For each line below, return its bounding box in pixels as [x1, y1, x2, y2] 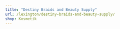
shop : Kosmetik [5, 16, 37, 21]
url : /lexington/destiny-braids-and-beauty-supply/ [5, 12, 115, 17]
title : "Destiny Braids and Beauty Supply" [5, 7, 97, 12]
